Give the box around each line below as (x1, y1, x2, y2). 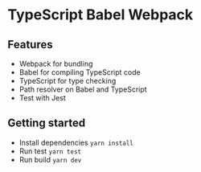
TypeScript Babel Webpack (7, 6, 194, 24)
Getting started (7, 117, 86, 130)
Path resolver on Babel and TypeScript (18, 84, 147, 94)
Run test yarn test (18, 146, 82, 156)
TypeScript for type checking (18, 76, 117, 85)
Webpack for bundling (18, 59, 93, 68)
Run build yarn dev (18, 154, 82, 164)
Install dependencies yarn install (18, 137, 133, 147)
